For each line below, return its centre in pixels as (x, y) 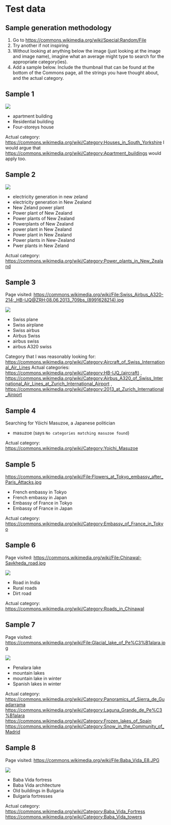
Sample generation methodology (59, 28)
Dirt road (22, 593)
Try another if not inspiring (40, 46)
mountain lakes (28, 673)
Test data (25, 9)
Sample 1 (20, 94)
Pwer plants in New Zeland (41, 246)
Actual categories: (50, 367)
